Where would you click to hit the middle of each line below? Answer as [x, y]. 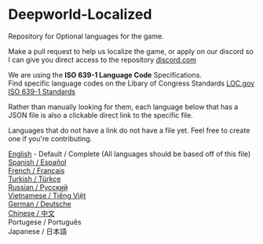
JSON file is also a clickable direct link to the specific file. [101, 115]
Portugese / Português [45, 222]
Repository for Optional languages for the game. [86, 36]
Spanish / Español [37, 162]
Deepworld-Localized [80, 15]
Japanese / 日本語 [38, 231]
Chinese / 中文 [31, 213]
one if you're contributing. [50, 138]
